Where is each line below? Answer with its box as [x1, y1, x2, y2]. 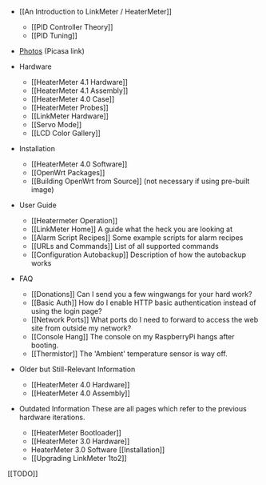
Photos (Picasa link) [18, 46, 85, 55]
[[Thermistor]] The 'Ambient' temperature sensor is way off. [30, 349, 228, 359]
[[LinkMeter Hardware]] [30, 111, 109, 121]
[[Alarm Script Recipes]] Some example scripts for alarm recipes [30, 233, 244, 242]
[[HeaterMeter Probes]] [30, 103, 109, 112]
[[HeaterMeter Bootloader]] [30, 428, 121, 437]
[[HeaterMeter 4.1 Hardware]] [30, 78, 129, 86]
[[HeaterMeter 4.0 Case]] [30, 94, 115, 103]
